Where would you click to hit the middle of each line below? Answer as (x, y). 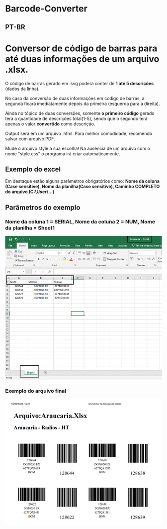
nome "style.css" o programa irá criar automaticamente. (63, 154)
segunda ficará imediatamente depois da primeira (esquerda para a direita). (83, 104)
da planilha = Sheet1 (30, 228)
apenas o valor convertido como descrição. (50, 124)
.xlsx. (17, 69)
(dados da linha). (22, 89)
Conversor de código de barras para (81, 48)
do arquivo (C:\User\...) (30, 192)
